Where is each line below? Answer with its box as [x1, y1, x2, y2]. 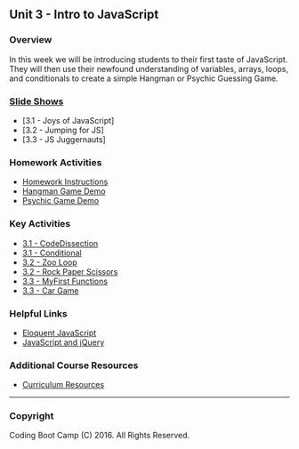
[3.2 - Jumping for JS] [21, 124, 104, 135]
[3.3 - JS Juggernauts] [21, 133, 107, 145]
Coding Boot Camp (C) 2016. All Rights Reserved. [9, 430, 190, 441]
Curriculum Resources [21, 380, 105, 390]
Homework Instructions [21, 177, 109, 188]
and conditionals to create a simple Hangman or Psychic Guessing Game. [9, 73, 279, 84]
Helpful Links [9, 307, 69, 319]
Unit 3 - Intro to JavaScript [9, 7, 159, 22]
